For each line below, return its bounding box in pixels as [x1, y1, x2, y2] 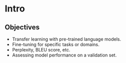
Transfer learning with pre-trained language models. [12, 36, 121, 42]
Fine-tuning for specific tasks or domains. [12, 41, 100, 47]
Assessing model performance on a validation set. [12, 52, 117, 58]
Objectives [5, 23, 40, 31]
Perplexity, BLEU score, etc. [12, 47, 70, 52]
